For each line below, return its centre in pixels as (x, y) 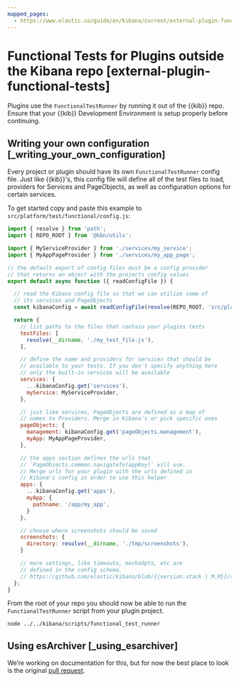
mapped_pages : (28, 14)
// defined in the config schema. (71, 570)
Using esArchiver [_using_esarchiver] (93, 646)
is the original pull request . (46, 671)
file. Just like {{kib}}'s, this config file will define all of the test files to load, (116, 180)
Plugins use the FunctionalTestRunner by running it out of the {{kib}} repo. (116, 106)
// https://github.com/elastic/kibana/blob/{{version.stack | (114, 577)
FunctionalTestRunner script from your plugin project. (86, 611)
